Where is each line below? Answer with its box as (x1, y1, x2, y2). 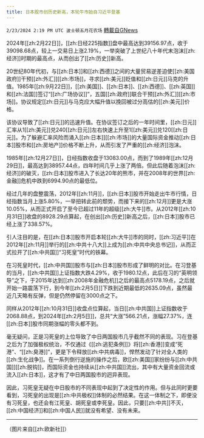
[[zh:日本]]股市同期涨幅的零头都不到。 (6, 320, 102, 327)
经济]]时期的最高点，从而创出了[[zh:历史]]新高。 (6, 54, 127, 61)
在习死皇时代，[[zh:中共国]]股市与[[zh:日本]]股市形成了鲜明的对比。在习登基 (6, 261, 197, 268)
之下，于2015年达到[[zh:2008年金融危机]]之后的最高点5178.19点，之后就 (14, 276, 195, 283)
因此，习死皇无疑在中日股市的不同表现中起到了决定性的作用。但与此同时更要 (6, 384, 198, 391)
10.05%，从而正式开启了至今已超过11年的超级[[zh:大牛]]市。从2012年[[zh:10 (6, 205, 196, 212)
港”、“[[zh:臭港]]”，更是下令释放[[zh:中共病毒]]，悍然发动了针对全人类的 (6, 348, 188, 355)
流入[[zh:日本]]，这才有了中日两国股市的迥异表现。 (6, 370, 134, 378)
